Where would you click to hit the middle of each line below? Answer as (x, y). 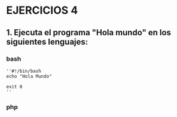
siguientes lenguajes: (47, 41)
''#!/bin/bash (24, 71)
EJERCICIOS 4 (42, 10)
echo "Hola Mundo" (29, 76)
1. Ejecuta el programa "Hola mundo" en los (89, 33)
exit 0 (14, 87)
